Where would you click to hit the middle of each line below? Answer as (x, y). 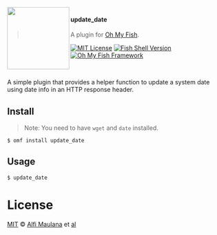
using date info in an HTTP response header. (71, 90)
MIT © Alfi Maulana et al (42, 224)
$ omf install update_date (46, 141)
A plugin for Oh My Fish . (105, 35)
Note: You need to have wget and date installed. (91, 128)
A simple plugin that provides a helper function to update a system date (108, 82)
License (30, 205)
